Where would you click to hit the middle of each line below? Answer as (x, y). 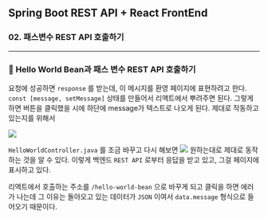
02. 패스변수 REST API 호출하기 (66, 37)
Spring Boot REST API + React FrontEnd (108, 13)
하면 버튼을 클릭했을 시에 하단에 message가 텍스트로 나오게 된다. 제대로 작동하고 (134, 108)
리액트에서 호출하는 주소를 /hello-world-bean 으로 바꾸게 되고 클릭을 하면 (124, 186)
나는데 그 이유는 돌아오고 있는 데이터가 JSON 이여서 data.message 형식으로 (131, 196)
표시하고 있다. (30, 170)
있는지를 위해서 (32, 118)
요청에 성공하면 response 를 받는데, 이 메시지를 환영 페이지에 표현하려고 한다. (128, 88)
